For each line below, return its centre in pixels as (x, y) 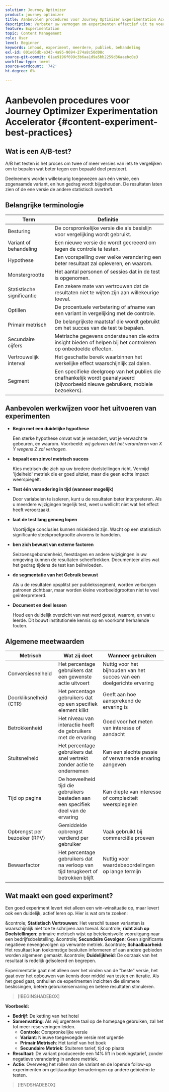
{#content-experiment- (108, 122)
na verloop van (76, 865)
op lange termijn (122, 872)
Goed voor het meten (128, 722)
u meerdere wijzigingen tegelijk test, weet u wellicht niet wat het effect (86, 504)
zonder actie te (76, 765)
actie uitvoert (74, 683)
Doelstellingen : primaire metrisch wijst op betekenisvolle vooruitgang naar (82, 934)
